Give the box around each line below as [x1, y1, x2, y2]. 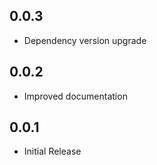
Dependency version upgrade [23, 34, 147, 46]
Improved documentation [23, 90, 128, 102]
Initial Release [23, 145, 82, 158]
